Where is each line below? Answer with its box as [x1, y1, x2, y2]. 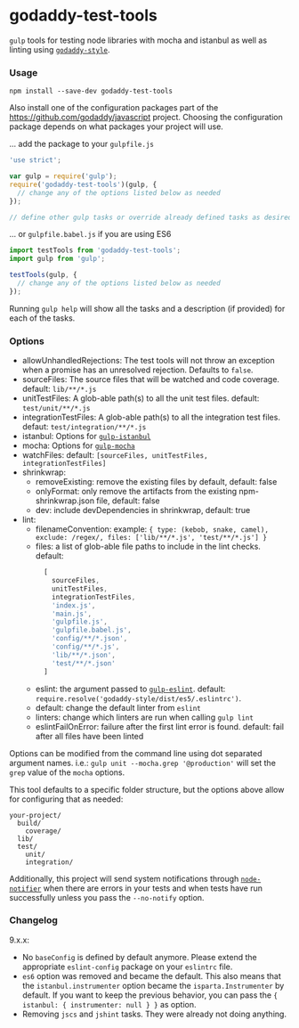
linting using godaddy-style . [9, 44, 110, 54]
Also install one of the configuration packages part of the [9, 102, 219, 113]
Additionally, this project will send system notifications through [9, 873, 239, 884]
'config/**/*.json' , [52, 634, 128, 643]
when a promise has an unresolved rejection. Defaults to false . [21, 364, 254, 375]
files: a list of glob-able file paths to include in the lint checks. [35, 541, 261, 552]
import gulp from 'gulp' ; [9, 255, 105, 264]
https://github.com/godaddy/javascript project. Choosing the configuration [9, 112, 283, 123]
